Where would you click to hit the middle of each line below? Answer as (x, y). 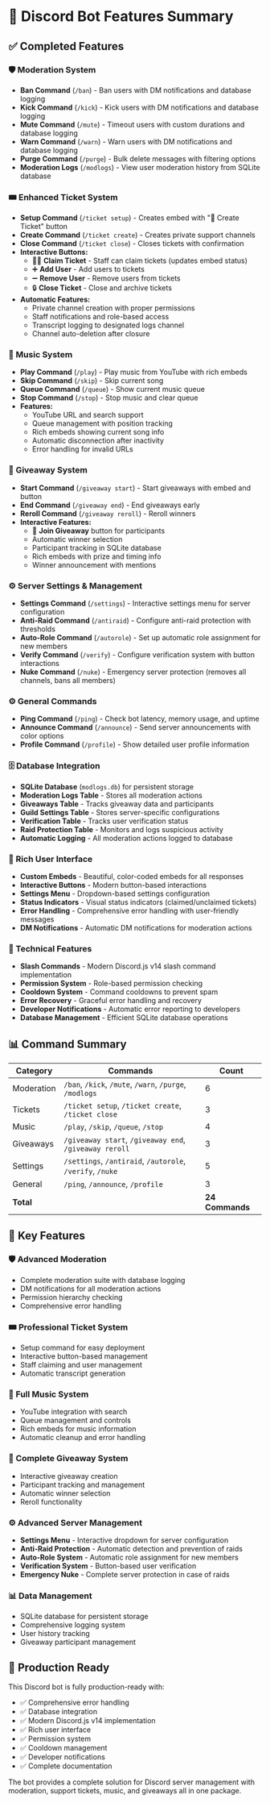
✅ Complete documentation (66, 1766)
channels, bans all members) (68, 681)
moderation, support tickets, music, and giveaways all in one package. (125, 1791)
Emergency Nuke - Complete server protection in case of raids (125, 1574)
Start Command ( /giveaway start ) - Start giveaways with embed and (135, 488)
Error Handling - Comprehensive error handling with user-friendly (129, 910)
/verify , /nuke (91, 1171)
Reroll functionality (51, 1501)
